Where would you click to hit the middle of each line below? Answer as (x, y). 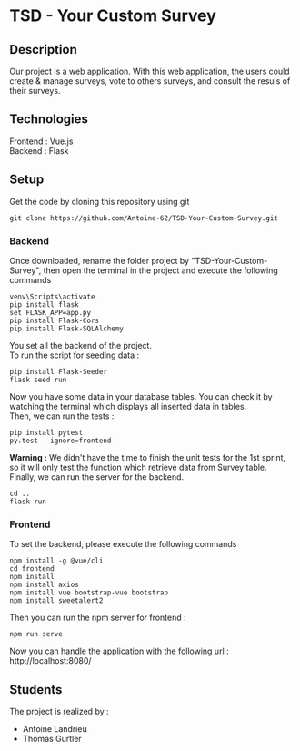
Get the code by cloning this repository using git (100, 201)
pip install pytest (46, 432)
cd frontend (32, 569)
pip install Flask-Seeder (58, 371)
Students (36, 690)
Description (43, 50)
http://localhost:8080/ (51, 661)
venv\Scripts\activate (52, 297)
